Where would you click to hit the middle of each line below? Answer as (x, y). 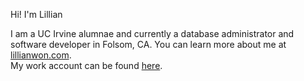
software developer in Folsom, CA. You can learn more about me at (148, 44)
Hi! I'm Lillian (36, 14)
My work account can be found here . (86, 65)
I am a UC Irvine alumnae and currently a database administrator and (152, 33)
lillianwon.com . (41, 55)
